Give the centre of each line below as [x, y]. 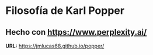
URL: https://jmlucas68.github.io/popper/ [55, 46]
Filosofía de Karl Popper [65, 11]
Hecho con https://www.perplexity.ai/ [76, 32]
